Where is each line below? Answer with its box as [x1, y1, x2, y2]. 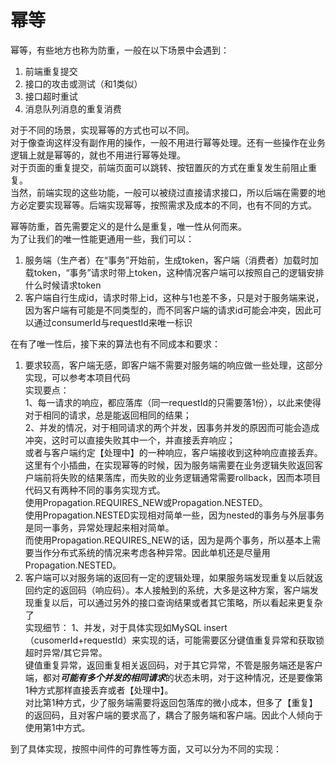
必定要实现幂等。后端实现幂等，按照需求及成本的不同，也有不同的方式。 [18, 199, 317, 211]
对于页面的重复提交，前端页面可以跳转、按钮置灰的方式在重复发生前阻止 [10, 161, 308, 173]
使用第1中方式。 [24, 721, 91, 733]
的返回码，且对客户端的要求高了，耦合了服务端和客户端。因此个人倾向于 [24, 709, 323, 721]
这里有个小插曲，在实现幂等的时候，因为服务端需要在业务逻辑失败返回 [24, 459, 315, 471]
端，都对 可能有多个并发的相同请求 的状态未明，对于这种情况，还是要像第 [24, 671, 323, 683]
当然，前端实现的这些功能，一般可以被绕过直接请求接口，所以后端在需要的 [10, 186, 317, 198]
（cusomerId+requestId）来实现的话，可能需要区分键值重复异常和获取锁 [24, 634, 325, 646]
